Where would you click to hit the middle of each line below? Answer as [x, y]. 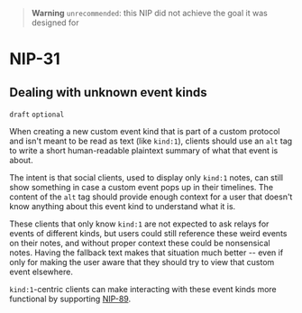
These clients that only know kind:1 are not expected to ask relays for [139, 224]
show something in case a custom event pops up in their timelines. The [141, 187]
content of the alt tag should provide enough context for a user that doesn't [151, 197]
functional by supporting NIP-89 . [70, 299]
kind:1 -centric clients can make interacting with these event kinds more [143, 289]
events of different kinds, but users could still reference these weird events [148, 233]
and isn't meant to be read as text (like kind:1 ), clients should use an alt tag [151, 141]
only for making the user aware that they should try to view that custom [142, 262]
